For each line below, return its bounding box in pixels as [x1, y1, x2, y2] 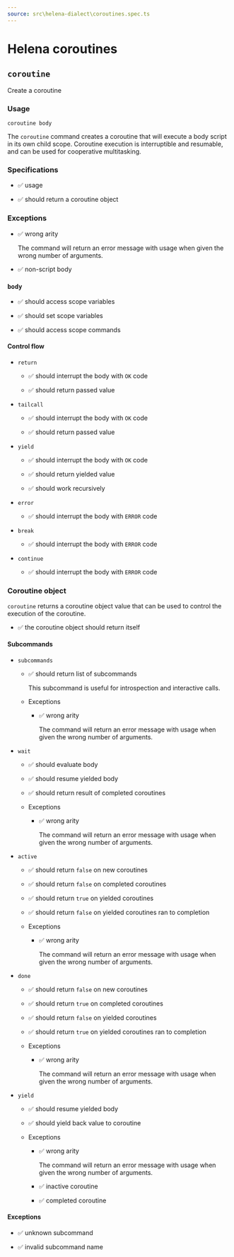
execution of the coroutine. [7, 610, 86, 618]
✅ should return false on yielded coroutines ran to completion [28, 908, 210, 916]
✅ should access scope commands [17, 325, 122, 334]
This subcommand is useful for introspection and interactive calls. [28, 683, 221, 692]
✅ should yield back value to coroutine [28, 1118, 141, 1127]
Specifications [7, 164, 59, 174]
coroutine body [7, 120, 52, 127]
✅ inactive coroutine [38, 1182, 98, 1190]
